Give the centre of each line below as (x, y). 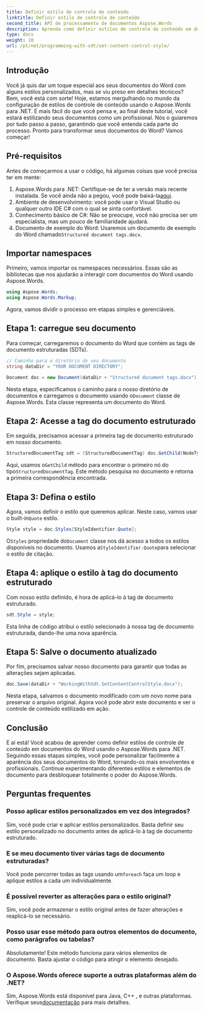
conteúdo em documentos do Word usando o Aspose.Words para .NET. (96, 749)
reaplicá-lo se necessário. (39, 916)
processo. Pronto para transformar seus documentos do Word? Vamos (95, 130)
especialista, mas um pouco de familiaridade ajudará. (82, 221)
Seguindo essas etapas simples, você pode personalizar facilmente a (93, 756)
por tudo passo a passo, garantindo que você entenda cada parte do (92, 124)
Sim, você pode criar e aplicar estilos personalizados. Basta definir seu (95, 825)
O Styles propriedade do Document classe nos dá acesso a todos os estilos (98, 541)
